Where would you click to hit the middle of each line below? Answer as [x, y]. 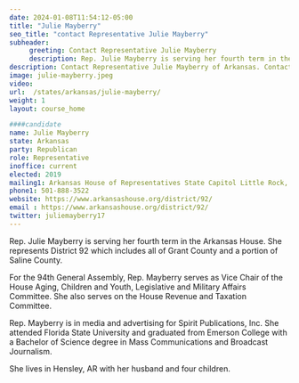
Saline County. [36, 260]
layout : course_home [48, 109]
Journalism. [31, 351]
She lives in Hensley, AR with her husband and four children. [120, 368]
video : [21, 84]
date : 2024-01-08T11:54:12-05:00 [71, 17]
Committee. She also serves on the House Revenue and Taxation [128, 296]
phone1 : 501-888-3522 [49, 191]
